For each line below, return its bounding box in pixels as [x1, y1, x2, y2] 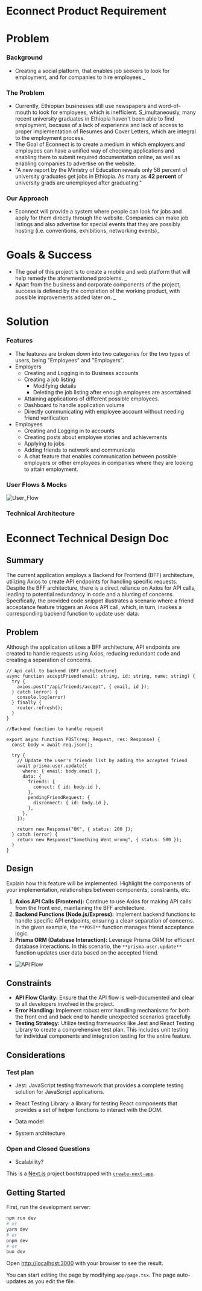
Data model [14, 1118, 44, 1125]
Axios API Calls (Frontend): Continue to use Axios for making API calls [14, 897, 192, 905]
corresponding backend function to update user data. [6, 610, 140, 617]
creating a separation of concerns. [6, 656, 92, 663]
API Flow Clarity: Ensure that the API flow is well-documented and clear [14, 994, 195, 1002]
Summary [6, 555, 44, 566]
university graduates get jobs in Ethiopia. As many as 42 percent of [14, 172, 183, 180]
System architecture [14, 1129, 66, 1137]
